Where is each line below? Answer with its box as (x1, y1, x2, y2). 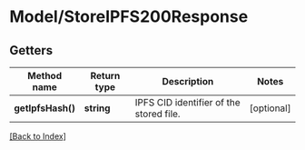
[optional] (249, 102, 291, 115)
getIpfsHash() (14, 102, 75, 115)
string (84, 102, 111, 115)
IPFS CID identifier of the (134, 96, 241, 108)
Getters (9, 43, 54, 58)
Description (162, 75, 214, 87)
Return (90, 70, 121, 82)
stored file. (134, 107, 181, 120)
